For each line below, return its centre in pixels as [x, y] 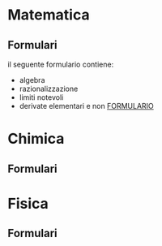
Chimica [36, 139]
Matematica [49, 15]
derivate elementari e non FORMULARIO [87, 106]
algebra [32, 80]
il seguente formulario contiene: [61, 64]
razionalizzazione [49, 88]
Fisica [28, 203]
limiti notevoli [41, 97]
